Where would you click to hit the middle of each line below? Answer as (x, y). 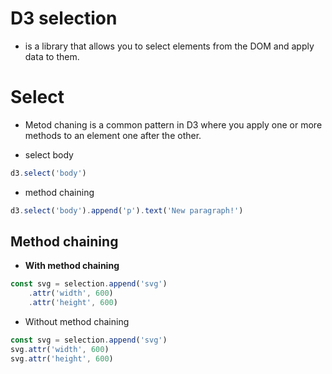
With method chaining (72, 266)
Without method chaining (77, 322)
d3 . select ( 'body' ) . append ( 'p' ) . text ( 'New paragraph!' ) (127, 210)
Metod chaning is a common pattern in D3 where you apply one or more (173, 124)
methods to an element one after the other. (113, 135)
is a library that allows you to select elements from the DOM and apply (169, 46)
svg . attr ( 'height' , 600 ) (62, 358)
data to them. (52, 56)
